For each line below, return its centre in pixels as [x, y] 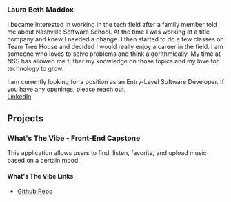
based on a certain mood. [44, 160]
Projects [26, 118]
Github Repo [35, 192]
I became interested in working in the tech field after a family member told [112, 25]
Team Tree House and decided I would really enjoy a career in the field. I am [115, 47]
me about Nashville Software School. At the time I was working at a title [109, 32]
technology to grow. [36, 69]
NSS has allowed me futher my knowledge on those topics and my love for [113, 61]
